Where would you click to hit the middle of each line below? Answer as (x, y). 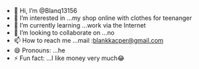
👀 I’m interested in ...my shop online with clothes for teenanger (103, 18)
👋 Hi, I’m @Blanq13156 (45, 11)
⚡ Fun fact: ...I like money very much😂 (69, 58)
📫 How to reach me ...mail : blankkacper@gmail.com (88, 40)
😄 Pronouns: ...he (39, 50)
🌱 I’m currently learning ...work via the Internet (80, 25)
